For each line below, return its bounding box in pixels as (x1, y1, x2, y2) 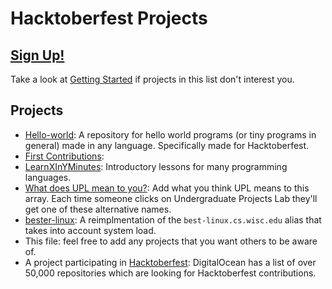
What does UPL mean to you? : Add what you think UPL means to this (24, 182, 310, 194)
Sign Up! (10, 47, 65, 64)
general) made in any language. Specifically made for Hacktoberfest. (24, 139, 310, 151)
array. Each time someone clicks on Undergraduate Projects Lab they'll (24, 192, 318, 204)
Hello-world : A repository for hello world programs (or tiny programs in (24, 128, 317, 141)
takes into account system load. (24, 224, 157, 236)
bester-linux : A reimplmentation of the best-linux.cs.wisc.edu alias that (24, 213, 322, 226)
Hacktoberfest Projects (10, 7, 208, 30)
